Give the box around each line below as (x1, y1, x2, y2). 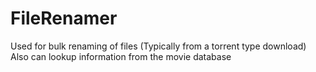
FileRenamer (10, 7, 118, 30)
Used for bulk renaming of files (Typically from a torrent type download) (10, 40, 307, 52)
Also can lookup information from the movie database (10, 50, 232, 62)
